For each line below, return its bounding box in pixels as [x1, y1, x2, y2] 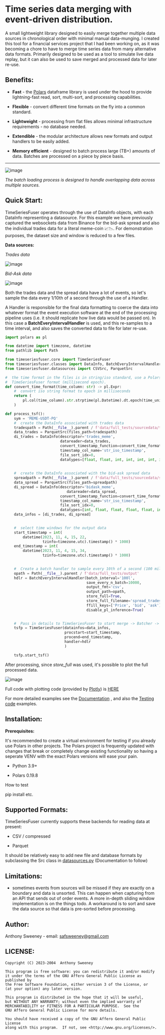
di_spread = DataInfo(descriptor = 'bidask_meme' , [14, 485, 115, 489]
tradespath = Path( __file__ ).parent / [14, 425, 93, 430]
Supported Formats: [5, 805, 68, 814]
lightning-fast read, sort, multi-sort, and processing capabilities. [12, 94, 142, 100]
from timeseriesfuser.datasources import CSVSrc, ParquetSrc [5, 366, 133, 371]
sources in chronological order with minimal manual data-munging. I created [5, 35, 160, 41]
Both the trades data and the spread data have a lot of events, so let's [5, 289, 146, 296]
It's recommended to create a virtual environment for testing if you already [5, 737, 156, 743]
